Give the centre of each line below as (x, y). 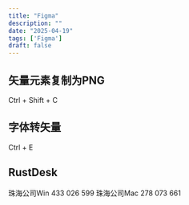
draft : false (30, 46)
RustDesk (33, 172)
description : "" (35, 23)
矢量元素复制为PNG (57, 80)
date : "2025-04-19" (41, 31)
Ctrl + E (21, 147)
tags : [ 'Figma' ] (35, 38)
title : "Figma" (34, 16)
